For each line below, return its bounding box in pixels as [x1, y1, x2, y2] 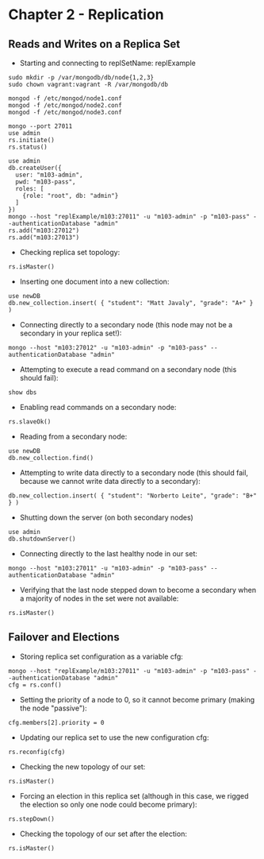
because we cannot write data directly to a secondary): [19, 477, 201, 486]
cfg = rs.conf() [8, 681, 62, 689]
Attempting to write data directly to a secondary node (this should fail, [19, 468, 248, 478]
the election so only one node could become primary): [19, 799, 197, 809]
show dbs [8, 389, 37, 397]
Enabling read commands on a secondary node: [19, 403, 177, 412]
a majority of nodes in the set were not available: [19, 594, 179, 603]
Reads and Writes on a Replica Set [8, 37, 181, 51]
